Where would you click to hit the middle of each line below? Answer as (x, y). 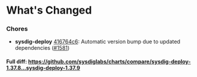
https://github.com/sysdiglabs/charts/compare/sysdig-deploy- (109, 62)
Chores (17, 29)
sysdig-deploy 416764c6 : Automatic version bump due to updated (98, 41)
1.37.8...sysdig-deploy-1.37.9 (43, 68)
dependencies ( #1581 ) (42, 48)
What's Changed (49, 10)
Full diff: (17, 62)
